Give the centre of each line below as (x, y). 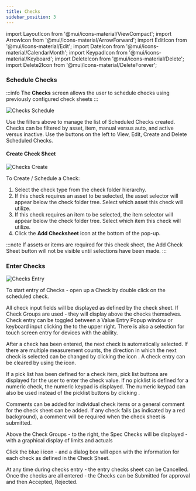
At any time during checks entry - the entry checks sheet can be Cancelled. (97, 469)
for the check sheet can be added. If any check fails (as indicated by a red (96, 411)
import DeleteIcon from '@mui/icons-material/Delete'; (119, 59)
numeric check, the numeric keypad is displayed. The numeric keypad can (96, 387)
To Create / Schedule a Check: (43, 178)
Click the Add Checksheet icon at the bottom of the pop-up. (87, 233)
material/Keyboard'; (30, 59)
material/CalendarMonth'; (37, 52)
